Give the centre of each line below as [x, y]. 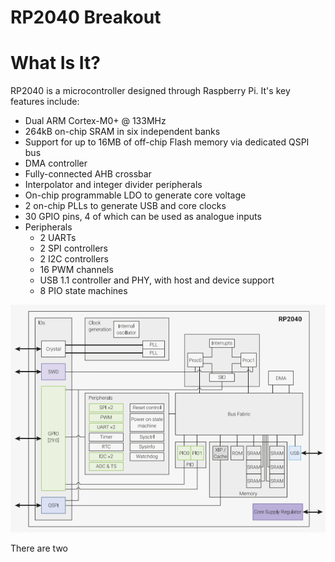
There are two [39, 548]
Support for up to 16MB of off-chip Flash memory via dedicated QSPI [167, 142]
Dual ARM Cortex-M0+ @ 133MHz [95, 121]
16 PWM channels [76, 270]
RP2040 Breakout [86, 17]
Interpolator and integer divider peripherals [113, 185]
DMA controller [56, 163]
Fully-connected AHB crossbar [88, 174]
